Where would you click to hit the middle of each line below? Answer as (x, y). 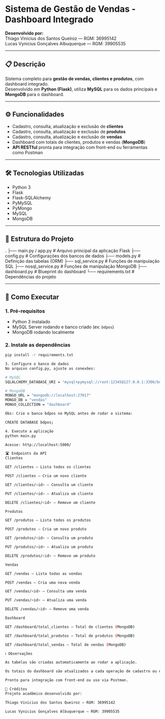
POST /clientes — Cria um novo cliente (46, 476)
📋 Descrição (25, 64)
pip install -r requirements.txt (39, 355)
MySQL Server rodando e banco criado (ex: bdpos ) (63, 327)
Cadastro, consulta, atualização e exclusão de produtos (69, 131)
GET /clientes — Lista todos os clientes (48, 467)
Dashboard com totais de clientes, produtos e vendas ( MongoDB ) (79, 142)
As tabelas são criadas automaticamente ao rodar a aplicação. (71, 662)
